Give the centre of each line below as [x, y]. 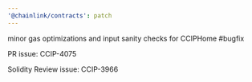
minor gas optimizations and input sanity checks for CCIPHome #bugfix [126, 38]
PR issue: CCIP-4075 [42, 53]
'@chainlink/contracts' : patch [60, 16]
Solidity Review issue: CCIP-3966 [63, 69]
